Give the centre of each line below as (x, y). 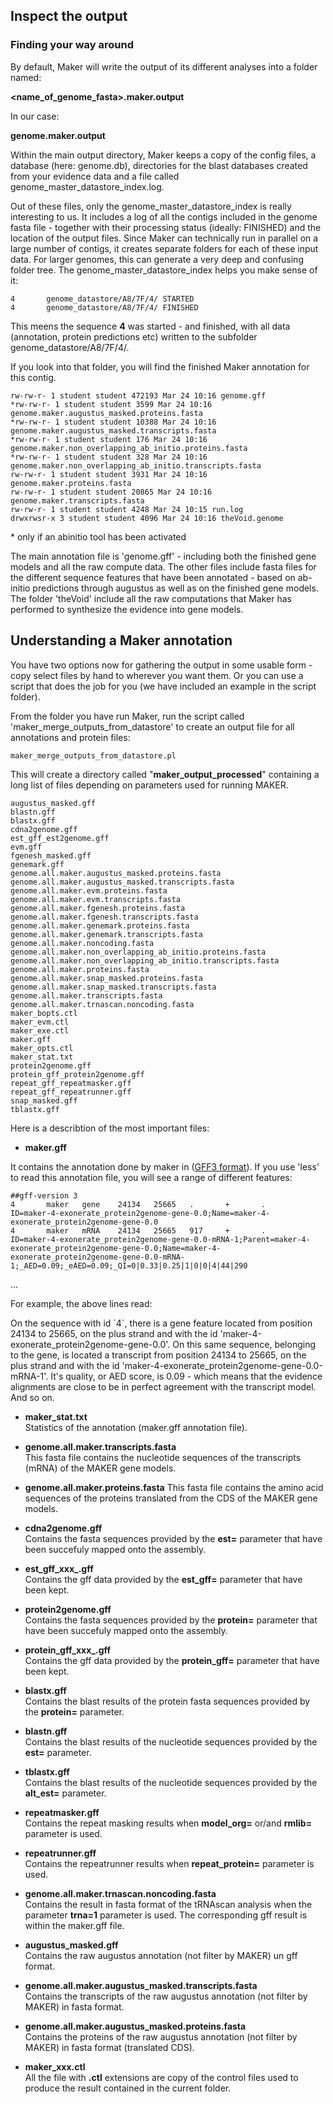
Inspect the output (69, 16)
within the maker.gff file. (74, 1925)
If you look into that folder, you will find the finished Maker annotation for (160, 366)
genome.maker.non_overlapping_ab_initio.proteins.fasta (129, 448)
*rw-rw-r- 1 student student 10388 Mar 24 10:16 (113, 422)
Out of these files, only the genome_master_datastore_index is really (151, 206)
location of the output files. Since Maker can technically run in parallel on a (164, 238)
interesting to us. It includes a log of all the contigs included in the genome (164, 216)
